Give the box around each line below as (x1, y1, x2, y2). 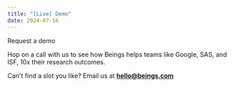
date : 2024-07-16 (7, 17, 59, 24)
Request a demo (7, 36, 56, 45)
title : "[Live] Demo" (7, 10, 72, 18)
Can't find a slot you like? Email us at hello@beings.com (7, 71, 174, 80)
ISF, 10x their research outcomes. (7, 57, 105, 66)
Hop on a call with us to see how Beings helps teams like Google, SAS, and (7, 50, 227, 59)
